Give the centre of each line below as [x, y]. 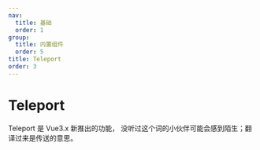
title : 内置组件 [40, 45]
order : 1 [30, 30]
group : [19, 37]
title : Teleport [35, 60]
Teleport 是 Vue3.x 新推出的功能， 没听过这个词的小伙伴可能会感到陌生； [127, 128]
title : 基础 [34, 23]
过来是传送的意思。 [46, 137]
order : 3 [22, 67]
